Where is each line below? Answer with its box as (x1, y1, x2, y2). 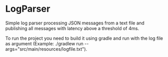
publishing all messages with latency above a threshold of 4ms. (5, 25, 139, 31)
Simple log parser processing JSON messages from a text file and (5, 20, 145, 26)
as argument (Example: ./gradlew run (5, 40, 83, 46)
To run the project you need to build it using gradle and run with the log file (5, 35, 163, 41)
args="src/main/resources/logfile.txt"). (5, 46, 88, 52)
